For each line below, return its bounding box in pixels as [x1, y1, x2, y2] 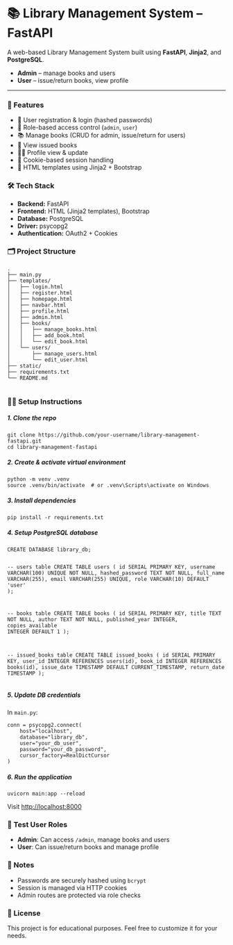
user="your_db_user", [19, 740, 82, 747]
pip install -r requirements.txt [7, 513, 104, 521]
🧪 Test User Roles [7, 820, 68, 830]
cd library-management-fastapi [7, 443, 98, 450]
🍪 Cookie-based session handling [17, 156, 114, 164]
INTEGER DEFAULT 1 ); [7, 628, 70, 636]
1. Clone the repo [7, 414, 57, 422]
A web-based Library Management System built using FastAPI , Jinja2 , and [7, 48, 222, 56]
